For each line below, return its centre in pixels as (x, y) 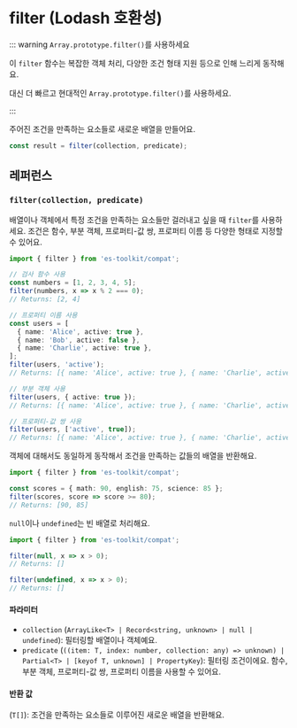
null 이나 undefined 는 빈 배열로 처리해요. (80, 523)
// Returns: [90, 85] (49, 505)
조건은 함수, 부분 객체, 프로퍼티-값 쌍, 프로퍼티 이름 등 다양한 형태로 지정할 (155, 230)
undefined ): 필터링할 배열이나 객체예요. (89, 640)
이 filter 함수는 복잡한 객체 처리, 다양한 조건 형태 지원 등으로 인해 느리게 (135, 63)
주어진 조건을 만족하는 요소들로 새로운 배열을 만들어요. (103, 128)
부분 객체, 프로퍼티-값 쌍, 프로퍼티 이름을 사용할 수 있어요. (121, 672)
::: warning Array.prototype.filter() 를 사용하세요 (99, 44)
